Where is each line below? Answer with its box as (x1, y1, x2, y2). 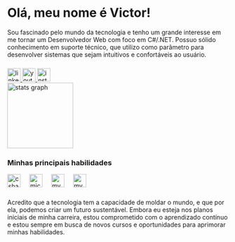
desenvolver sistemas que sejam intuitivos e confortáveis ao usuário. (7, 50, 207, 59)
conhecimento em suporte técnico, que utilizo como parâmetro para (7, 43, 205, 51)
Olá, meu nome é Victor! (7, 5, 151, 21)
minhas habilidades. (7, 228, 65, 236)
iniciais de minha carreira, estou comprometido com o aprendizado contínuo (7, 213, 228, 222)
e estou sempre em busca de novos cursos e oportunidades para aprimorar (7, 220, 226, 229)
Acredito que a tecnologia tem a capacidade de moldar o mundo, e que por (7, 198, 224, 207)
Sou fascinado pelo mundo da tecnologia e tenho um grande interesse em (7, 28, 222, 36)
